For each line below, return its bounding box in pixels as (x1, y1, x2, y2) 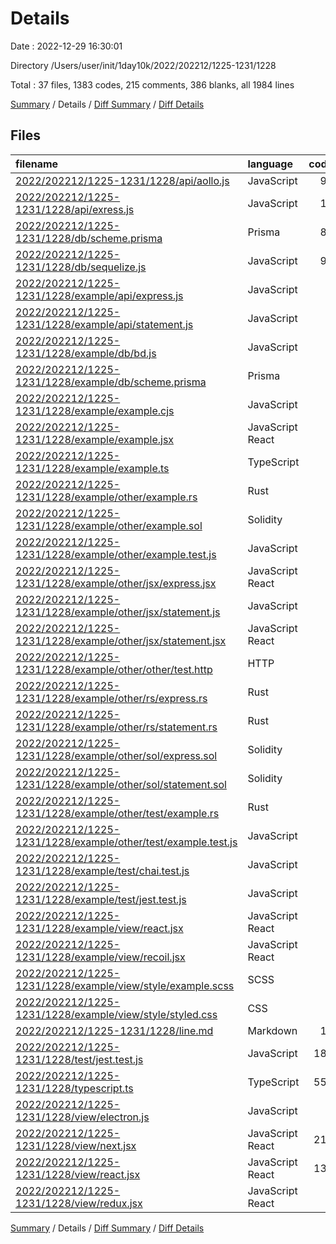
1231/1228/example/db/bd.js (15, 346, 157, 360)
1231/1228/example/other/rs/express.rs (15, 691, 208, 705)
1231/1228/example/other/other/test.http (15, 662, 213, 676)
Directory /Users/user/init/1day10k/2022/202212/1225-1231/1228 (10, 59, 277, 71)
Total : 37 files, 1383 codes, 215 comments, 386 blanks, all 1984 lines (10, 78, 295, 91)
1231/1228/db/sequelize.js (15, 260, 147, 274)
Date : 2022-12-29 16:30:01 (10, 40, 123, 52)
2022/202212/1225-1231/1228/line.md (15, 1023, 214, 1037)
